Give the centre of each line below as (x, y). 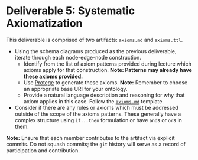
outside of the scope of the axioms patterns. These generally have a (98, 114)
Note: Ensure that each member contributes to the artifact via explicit (91, 138)
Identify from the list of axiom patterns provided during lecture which (108, 64)
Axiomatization (44, 23)
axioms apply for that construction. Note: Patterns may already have (108, 70)
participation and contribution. (43, 150)
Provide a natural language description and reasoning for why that (104, 95)
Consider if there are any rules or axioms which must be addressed (96, 107)
